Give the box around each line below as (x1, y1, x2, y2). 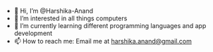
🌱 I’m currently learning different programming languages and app (13, 22, 207, 30)
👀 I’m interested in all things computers (13, 14, 128, 22)
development (13, 29, 53, 37)
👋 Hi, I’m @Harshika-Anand (13, 7, 94, 15)
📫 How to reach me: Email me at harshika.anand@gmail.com (13, 37, 192, 45)
